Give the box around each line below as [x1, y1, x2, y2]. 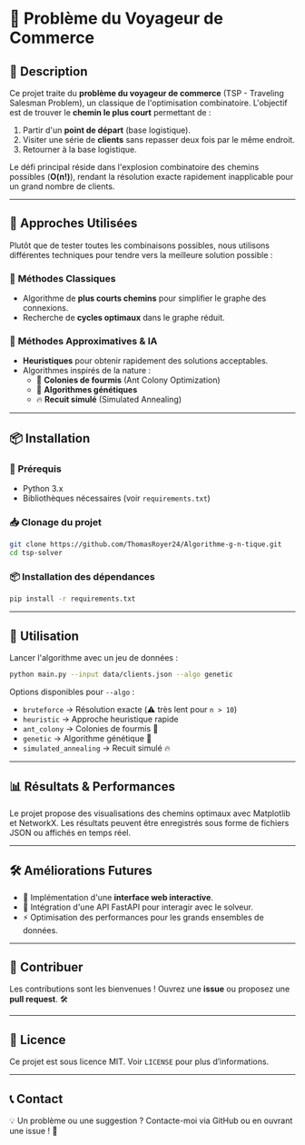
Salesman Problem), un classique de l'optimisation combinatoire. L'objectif [9, 97, 288, 108]
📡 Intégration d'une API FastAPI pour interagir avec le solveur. [22, 901, 254, 912]
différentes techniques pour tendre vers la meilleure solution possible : [9, 249, 273, 260]
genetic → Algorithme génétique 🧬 [22, 733, 152, 743]
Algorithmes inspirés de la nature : [22, 365, 152, 376]
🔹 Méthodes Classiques [9, 272, 116, 284]
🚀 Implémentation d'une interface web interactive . [22, 891, 213, 902]
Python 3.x [22, 483, 64, 494]
